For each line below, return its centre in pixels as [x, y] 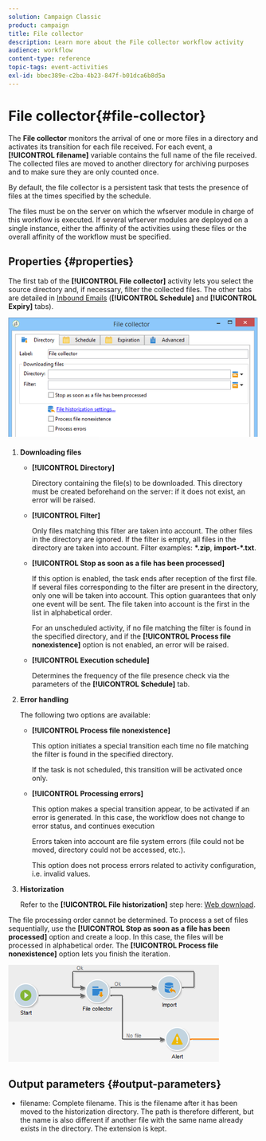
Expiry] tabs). [31, 306]
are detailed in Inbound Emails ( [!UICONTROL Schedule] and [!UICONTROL [133, 298]
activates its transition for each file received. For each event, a [110, 147]
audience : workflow [41, 51]
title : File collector [46, 33]
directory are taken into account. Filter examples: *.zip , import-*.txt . [144, 547]
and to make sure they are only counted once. [84, 172]
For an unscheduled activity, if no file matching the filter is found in [141, 627]
